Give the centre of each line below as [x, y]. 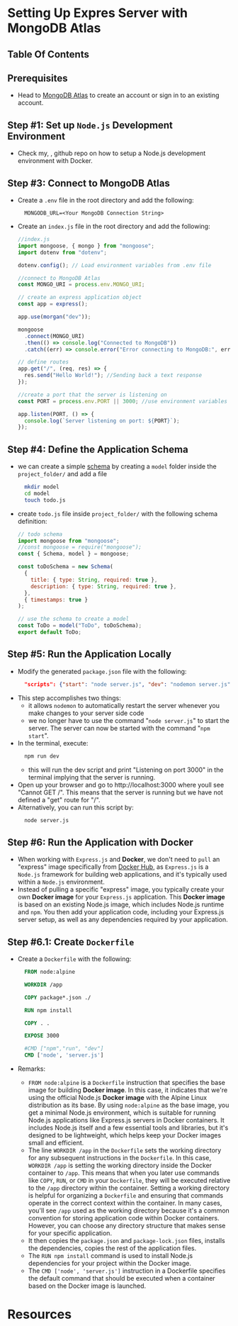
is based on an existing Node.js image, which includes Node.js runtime [121, 904]
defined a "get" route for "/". [59, 799]
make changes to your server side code [86, 713]
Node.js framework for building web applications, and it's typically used [122, 875]
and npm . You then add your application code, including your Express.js [121, 912]
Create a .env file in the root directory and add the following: [106, 201]
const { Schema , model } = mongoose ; [73, 554]
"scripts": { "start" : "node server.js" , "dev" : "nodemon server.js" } [129, 684]
